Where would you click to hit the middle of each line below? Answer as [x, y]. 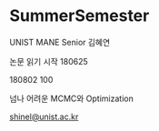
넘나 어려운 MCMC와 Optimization [71, 98]
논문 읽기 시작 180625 [49, 61]
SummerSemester [79, 16]
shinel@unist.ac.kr [44, 116]
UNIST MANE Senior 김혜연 [60, 42]
